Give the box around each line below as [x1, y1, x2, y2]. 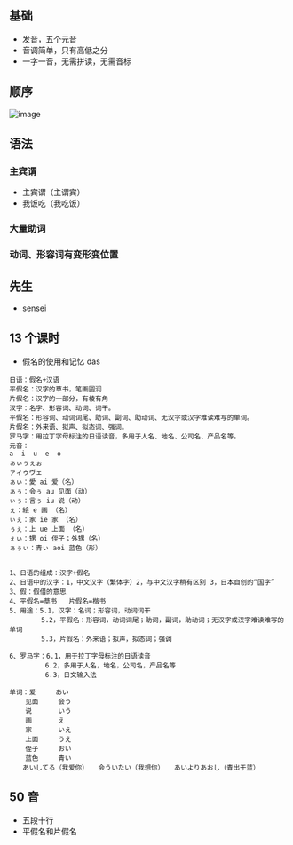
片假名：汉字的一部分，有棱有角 [9, 394, 109, 403]
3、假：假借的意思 [9, 587, 67, 596]
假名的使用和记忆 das [21, 356, 100, 367]
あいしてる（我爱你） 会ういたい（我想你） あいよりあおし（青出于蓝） [21, 762, 260, 772]
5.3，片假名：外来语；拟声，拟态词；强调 [41, 634, 172, 644]
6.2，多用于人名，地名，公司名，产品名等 [44, 660, 176, 670]
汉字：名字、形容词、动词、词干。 [9, 403, 115, 413]
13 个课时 [9, 331, 60, 346]
